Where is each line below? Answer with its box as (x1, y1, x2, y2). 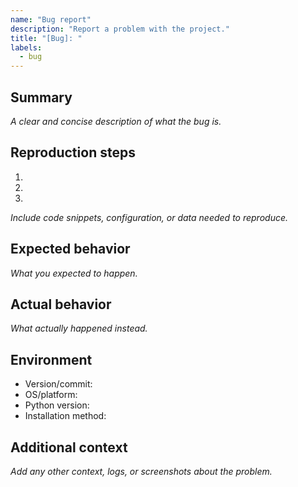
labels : (10, 42, 43, 53)
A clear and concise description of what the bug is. (10, 115, 222, 127)
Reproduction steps (10, 144, 136, 161)
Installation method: (24, 410, 107, 422)
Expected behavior (10, 241, 131, 258)
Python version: (24, 399, 90, 411)
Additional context (10, 439, 128, 456)
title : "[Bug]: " (10, 33, 83, 43)
